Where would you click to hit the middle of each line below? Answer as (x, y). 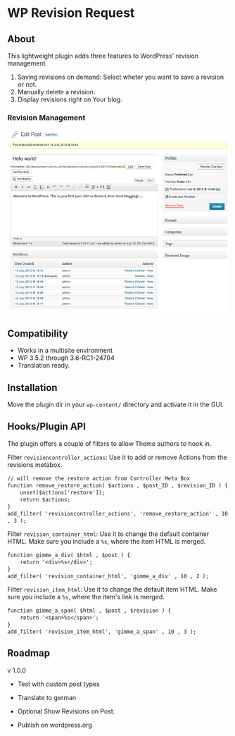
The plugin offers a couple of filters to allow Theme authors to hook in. (109, 443)
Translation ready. (44, 366)
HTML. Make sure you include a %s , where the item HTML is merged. (107, 541)
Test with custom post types (58, 684)
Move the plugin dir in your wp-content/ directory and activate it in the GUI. (115, 404)
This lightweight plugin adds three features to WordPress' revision (103, 56)
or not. (27, 85)
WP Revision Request (71, 13)
